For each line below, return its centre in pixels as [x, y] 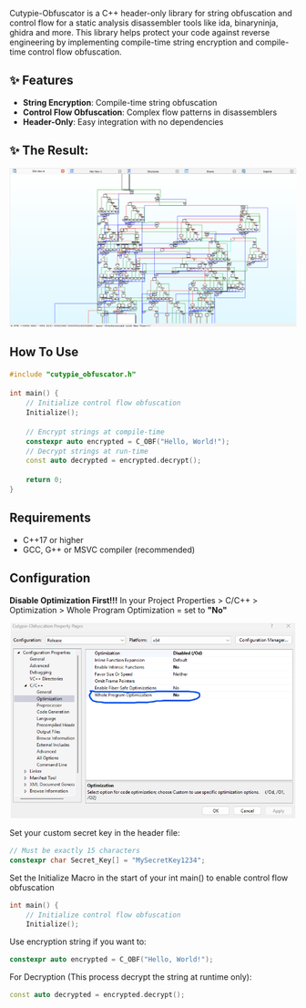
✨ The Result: [49, 151]
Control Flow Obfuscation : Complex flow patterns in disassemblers [150, 112]
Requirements [50, 518]
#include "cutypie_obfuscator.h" [73, 374]
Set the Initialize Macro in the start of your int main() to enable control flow [149, 878]
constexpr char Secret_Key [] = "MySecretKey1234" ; [107, 860]
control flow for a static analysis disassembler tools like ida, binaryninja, [144, 23]
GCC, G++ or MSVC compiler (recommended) [109, 550]
